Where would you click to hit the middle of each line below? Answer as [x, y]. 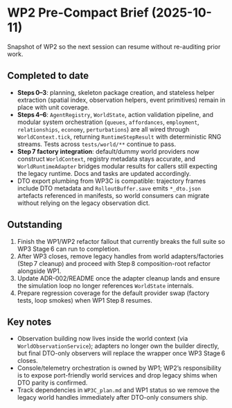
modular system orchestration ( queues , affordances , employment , [108, 122]
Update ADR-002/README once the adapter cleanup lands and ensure [118, 278]
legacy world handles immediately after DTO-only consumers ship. [112, 398]
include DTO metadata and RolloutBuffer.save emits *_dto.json [109, 188]
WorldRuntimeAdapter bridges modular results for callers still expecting [117, 166]
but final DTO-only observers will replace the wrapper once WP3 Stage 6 [121, 353]
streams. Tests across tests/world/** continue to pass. [97, 144]
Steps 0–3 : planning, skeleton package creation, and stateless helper [116, 92]
